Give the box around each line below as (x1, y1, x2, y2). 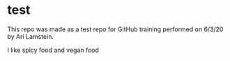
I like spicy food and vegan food (7, 46, 100, 54)
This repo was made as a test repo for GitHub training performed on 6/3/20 (7, 25, 224, 33)
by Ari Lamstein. (7, 32, 54, 40)
